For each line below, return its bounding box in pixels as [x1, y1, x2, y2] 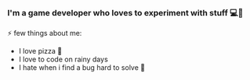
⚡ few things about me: [7, 29, 82, 38]
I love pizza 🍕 [18, 47, 63, 56]
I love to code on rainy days [18, 54, 109, 64]
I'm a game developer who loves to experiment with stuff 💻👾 [7, 7, 244, 18]
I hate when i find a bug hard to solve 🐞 [18, 63, 146, 72]
